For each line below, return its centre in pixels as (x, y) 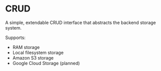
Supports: (16, 37)
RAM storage (26, 47)
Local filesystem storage (38, 52)
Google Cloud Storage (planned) (46, 63)
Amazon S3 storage (33, 57)
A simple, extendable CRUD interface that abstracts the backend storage (80, 22)
